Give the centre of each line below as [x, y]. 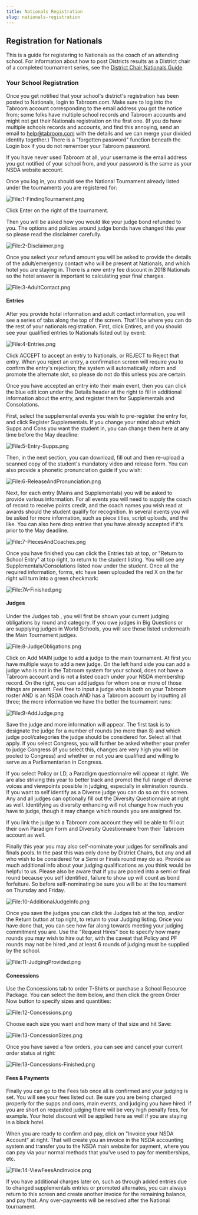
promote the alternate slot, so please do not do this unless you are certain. [96, 374]
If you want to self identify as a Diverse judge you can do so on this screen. [98, 793]
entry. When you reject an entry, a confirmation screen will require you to [95, 361]
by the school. [23, 951]
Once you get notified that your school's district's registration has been [93, 95]
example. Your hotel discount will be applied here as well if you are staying [97, 1116]
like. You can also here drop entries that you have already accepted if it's [95, 524]
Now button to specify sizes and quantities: [59, 1001]
